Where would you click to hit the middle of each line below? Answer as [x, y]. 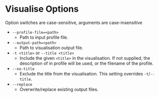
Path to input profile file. [44, 37]
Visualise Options [42, 9]
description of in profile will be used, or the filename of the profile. [86, 63]
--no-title [23, 69]
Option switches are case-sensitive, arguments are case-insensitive [74, 23]
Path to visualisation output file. [51, 48]
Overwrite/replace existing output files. [59, 89]
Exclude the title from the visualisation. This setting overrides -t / [85, 73]
